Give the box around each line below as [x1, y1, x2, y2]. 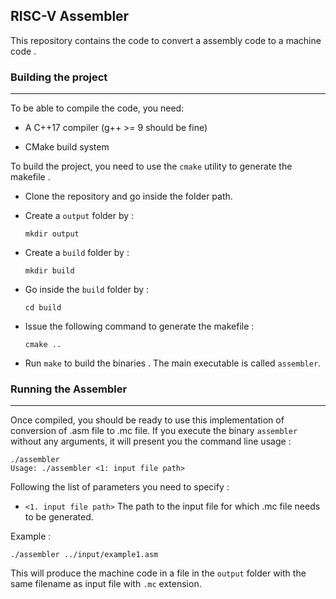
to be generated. [24, 511, 94, 523]
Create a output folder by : [24, 210, 135, 222]
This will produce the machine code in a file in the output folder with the [10, 567, 307, 579]
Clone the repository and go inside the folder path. [24, 190, 233, 203]
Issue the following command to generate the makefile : [24, 320, 255, 333]
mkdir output [24, 229, 80, 239]
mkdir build [24, 266, 75, 276]
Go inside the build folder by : [24, 284, 150, 296]
